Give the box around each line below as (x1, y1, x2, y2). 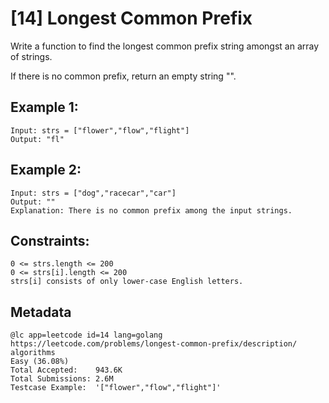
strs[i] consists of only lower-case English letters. (10, 277, 244, 287)
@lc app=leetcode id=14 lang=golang (10, 330, 163, 341)
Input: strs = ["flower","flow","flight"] (10, 125, 190, 136)
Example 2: (10, 162, 82, 179)
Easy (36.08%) (10, 357, 70, 367)
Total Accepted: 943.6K (10, 365, 123, 376)
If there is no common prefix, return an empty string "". (10, 70, 237, 82)
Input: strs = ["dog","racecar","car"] (10, 188, 177, 198)
